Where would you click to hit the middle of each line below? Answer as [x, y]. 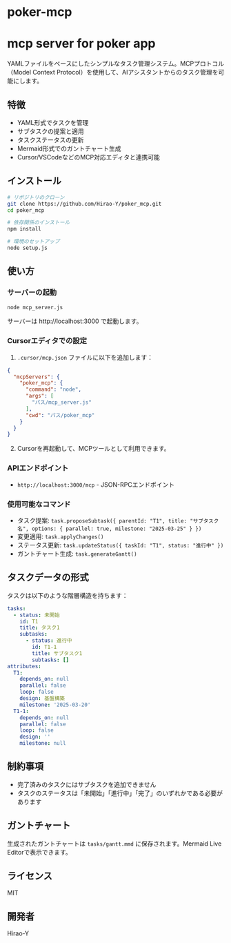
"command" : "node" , [53, 390]
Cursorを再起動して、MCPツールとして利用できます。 [93, 449]
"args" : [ [39, 396]
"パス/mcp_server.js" [62, 402]
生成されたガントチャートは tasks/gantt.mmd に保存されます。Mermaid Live [114, 844]
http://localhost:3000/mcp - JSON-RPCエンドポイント [96, 485]
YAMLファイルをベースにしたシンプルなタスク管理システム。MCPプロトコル [115, 64]
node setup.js [28, 248]
